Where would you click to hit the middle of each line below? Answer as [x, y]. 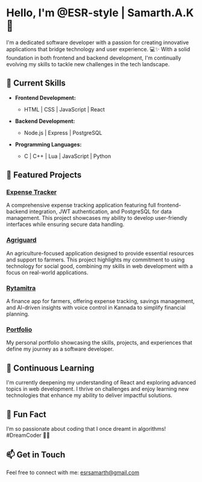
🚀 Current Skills [36, 83]
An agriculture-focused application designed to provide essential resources [100, 253]
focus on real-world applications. [47, 272]
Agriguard [21, 240]
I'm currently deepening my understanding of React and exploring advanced [101, 383]
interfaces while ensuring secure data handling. [65, 224]
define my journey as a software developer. [60, 349]
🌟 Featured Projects [44, 175]
